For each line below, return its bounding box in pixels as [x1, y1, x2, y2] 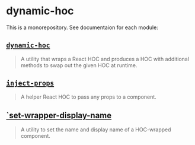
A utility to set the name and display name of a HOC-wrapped [20, 126, 171, 133]
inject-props [6, 79, 55, 87]
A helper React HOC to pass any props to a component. [20, 93, 157, 100]
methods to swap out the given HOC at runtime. [20, 61, 138, 69]
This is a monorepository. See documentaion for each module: [6, 24, 158, 31]
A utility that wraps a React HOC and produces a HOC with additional [20, 55, 190, 62]
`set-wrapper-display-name [6, 110, 112, 120]
